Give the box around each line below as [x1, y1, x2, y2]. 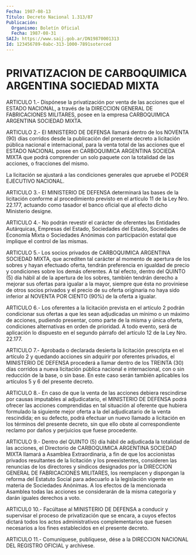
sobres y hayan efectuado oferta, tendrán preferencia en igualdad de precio [6, 261, 190, 268]
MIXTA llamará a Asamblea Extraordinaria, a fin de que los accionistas [6, 450, 175, 458]
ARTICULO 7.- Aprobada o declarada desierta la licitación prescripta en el [6, 347, 184, 354]
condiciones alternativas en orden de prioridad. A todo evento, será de [6, 322, 177, 329]
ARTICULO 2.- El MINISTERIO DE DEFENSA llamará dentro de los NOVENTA [6, 129, 189, 136]
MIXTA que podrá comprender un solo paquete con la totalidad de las [6, 153, 174, 160]
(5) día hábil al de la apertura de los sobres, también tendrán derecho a [6, 274, 178, 281]
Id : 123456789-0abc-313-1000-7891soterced [6, 42, 111, 48]
